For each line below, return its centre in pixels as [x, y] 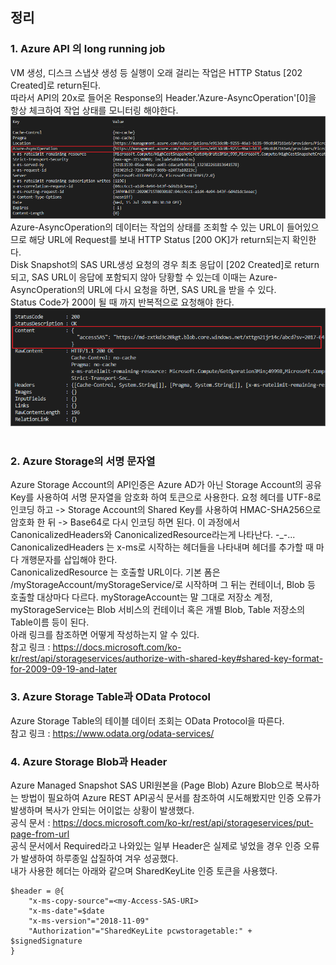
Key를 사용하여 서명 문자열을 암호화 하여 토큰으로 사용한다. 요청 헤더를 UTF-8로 [166, 497]
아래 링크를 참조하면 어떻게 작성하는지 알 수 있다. [105, 635]
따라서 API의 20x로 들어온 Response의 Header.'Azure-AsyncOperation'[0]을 [163, 97]
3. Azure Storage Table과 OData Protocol [111, 697]
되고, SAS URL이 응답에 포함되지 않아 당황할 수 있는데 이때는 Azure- [144, 277]
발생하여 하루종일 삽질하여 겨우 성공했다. [99, 859]
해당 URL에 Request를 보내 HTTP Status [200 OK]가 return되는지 [159, 240]
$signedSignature [46, 941]
